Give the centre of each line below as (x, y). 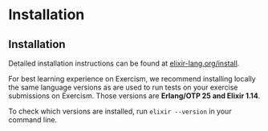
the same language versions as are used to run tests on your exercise (123, 87)
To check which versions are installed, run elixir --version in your (120, 111)
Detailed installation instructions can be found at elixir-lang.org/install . (124, 63)
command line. (33, 120)
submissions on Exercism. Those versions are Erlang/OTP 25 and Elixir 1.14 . (134, 96)
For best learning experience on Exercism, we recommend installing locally (132, 79)
